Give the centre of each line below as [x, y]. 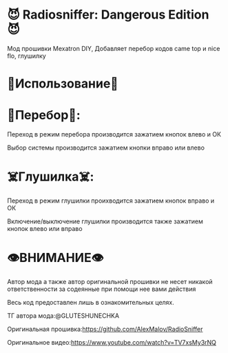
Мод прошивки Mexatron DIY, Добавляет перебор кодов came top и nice [114, 48]
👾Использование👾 [63, 84]
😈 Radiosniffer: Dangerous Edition [108, 15]
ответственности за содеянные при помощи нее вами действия [102, 289]
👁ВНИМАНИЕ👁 [55, 258]
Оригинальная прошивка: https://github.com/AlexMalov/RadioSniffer [105, 329]
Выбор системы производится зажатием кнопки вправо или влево [106, 148]
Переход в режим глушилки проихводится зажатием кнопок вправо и [111, 201]
